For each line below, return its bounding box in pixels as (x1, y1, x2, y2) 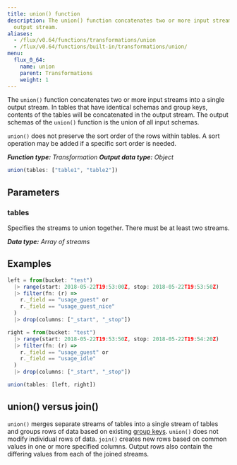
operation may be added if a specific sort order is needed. (7, 139, 177, 148)
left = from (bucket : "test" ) (7, 277, 93, 284)
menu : (7, 50, 23, 57)
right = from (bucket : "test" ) (7, 328, 97, 336)
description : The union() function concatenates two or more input (7, 17, 210, 24)
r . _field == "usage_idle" (20, 355, 97, 362)
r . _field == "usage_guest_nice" (20, 303, 115, 310)
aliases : (7, 30, 33, 38)
